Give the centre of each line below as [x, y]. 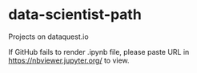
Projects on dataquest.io [49, 36]
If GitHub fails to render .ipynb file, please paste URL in [99, 52]
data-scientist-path [75, 15]
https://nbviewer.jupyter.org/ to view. [69, 60]
